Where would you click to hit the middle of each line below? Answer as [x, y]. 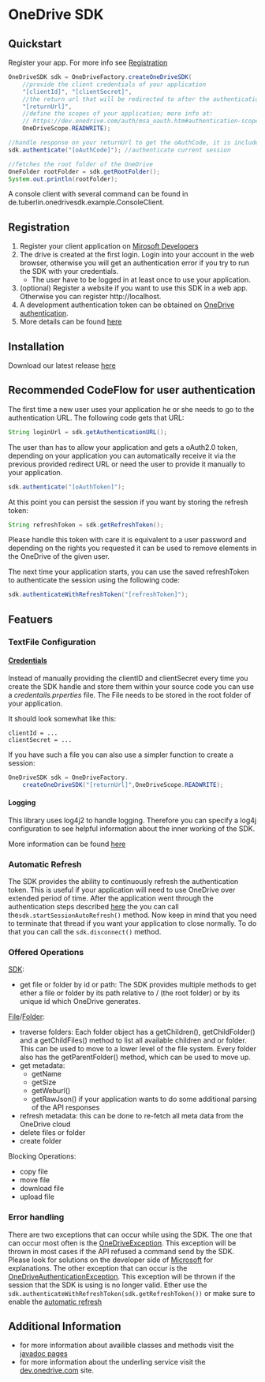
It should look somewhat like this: [62, 718]
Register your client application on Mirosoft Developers [109, 246]
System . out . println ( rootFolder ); [63, 179]
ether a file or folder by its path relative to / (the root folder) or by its [130, 993]
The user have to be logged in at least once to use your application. [141, 280]
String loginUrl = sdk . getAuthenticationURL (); [88, 432]
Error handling [36, 1217]
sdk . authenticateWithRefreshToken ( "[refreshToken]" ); [99, 595]
